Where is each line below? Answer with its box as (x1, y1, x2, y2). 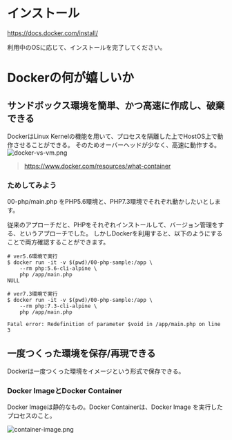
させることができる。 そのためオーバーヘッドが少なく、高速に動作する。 (12, 140, 221, 149)
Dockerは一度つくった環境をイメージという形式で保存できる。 (7, 367, 185, 376)
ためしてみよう (7, 180, 57, 190)
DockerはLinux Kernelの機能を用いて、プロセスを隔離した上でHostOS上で (7, 132, 217, 140)
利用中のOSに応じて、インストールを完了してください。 (7, 43, 166, 51)
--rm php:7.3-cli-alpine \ (19, 303, 97, 310)
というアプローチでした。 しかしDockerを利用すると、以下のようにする (19, 229, 223, 238)
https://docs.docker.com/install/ (7, 28, 98, 37)
